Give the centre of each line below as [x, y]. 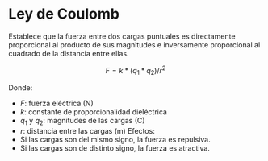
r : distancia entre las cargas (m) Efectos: [87, 131]
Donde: [21, 88]
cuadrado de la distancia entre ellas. [69, 53]
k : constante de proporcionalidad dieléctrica [94, 112]
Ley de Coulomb [64, 14]
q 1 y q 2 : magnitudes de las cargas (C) [82, 122]
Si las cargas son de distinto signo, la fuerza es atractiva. [115, 148]
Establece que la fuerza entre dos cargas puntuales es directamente [122, 36]
